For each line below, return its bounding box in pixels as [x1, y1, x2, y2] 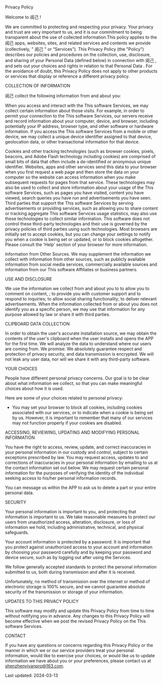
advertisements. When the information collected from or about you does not [5, 301, 158, 307]
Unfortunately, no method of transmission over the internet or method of [5, 579, 150, 584]
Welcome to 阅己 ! [5, 14, 41, 20]
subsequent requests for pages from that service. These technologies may [5, 180, 155, 185]
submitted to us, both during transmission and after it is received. [5, 569, 136, 575]
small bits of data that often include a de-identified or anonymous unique [5, 159, 151, 164]
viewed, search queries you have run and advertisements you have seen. [5, 195, 152, 201]
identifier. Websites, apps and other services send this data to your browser [5, 164, 157, 170]
